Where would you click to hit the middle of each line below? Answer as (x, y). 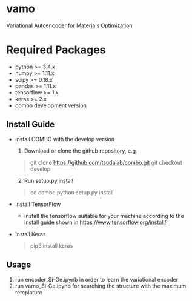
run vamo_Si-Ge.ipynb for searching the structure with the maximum (101, 286)
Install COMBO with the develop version (65, 139)
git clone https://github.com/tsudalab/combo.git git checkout (106, 162)
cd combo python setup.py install (72, 192)
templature (28, 292)
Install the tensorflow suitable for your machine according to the (104, 216)
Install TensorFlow (38, 204)
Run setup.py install (49, 180)
